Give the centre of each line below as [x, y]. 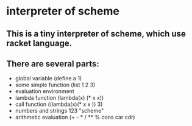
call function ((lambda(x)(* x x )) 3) [59, 104]
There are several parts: [53, 64]
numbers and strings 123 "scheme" [59, 111]
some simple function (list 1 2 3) [55, 85]
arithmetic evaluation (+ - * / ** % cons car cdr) [75, 117]
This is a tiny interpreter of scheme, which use [96, 34]
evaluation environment [44, 91]
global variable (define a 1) [48, 79]
